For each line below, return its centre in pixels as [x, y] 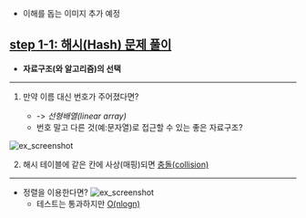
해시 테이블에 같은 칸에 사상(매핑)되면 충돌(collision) [116, 164]
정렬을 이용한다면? [55, 192]
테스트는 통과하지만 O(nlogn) [88, 203]
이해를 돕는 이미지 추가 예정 [71, 13]
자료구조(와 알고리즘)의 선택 [71, 68]
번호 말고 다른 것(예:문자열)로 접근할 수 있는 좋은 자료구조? [139, 127]
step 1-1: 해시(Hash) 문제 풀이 [91, 45]
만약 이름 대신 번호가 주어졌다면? [81, 96]
